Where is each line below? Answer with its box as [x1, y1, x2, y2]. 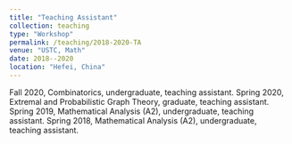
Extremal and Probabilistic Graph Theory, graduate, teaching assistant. [9, 96, 270, 107]
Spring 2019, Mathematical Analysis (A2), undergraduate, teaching [9, 106, 254, 116]
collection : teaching [9, 21, 90, 30]
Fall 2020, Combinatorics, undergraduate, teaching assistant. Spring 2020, [9, 86, 284, 98]
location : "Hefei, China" [9, 63, 105, 72]
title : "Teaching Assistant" [9, 12, 118, 22]
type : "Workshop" [9, 29, 74, 38]
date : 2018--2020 [9, 54, 74, 63]
